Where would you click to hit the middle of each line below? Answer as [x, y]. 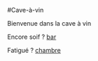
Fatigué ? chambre [34, 50]
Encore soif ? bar [32, 37]
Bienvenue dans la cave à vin [49, 23]
